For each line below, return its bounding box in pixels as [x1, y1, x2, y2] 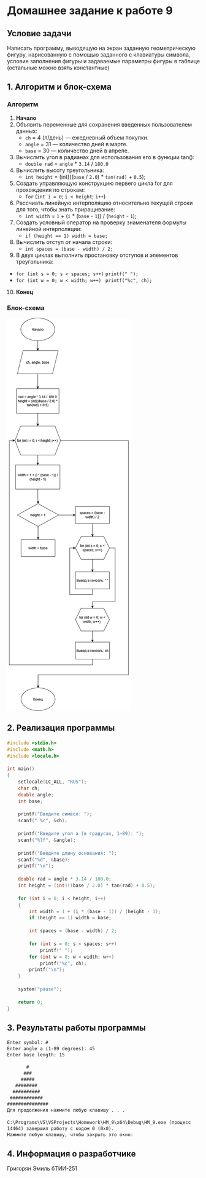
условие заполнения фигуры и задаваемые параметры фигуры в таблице [7, 58, 200, 65]
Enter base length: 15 [7, 1052, 65, 1058]
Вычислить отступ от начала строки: [15, 238, 113, 246]
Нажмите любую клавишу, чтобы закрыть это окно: [7, 1132, 134, 1138]
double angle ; [18, 791, 54, 798]
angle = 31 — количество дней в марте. [25, 140, 128, 147]
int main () [7, 766, 35, 772]
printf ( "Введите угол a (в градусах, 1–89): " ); [18, 831, 145, 837]
